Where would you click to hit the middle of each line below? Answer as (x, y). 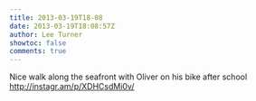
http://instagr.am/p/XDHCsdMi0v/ (72, 87)
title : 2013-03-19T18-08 (56, 18)
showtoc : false (38, 43)
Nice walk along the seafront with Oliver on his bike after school (128, 77)
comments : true (38, 51)
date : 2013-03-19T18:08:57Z (62, 26)
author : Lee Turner (46, 34)
